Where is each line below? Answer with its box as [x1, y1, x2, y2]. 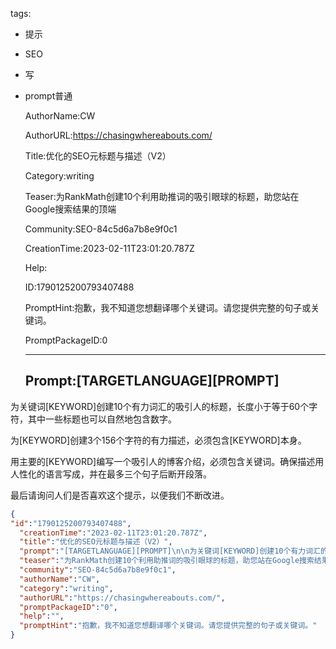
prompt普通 [24, 90, 73, 102]
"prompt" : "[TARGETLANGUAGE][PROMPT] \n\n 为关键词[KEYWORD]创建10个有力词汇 [19, 546, 321, 557]
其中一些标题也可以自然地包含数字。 [27, 413, 177, 425]
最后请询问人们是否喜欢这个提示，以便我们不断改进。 [10, 489, 230, 501]
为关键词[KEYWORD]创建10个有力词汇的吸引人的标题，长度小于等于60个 [10, 400, 310, 412]
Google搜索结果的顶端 [24, 203, 117, 215]
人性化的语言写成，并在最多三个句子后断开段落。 [10, 468, 212, 480]
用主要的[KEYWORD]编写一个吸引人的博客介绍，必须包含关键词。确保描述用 [10, 455, 325, 467]
